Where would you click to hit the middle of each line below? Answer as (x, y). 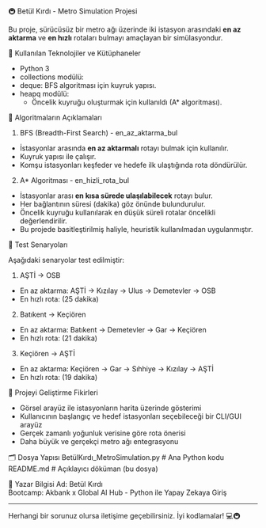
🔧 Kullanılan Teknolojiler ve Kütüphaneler (74, 53)
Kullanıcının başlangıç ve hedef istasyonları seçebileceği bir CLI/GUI (130, 416)
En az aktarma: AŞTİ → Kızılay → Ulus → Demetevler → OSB (118, 291)
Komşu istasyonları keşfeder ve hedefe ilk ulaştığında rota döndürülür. (133, 165)
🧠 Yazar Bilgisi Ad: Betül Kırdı (55, 484)
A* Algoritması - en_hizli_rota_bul (74, 180)
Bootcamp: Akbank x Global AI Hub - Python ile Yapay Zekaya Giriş (118, 492)
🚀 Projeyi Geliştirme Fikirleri (53, 393)
